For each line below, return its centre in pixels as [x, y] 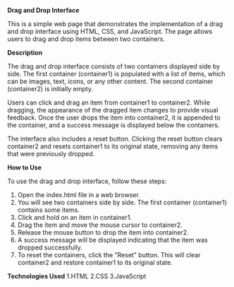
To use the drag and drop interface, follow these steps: [87, 181]
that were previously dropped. [51, 154]
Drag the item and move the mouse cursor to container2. [100, 225]
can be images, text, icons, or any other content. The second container [110, 81]
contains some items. [48, 210]
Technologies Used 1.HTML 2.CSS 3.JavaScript [77, 276]
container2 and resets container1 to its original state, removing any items [113, 146]
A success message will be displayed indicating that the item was [112, 240]
